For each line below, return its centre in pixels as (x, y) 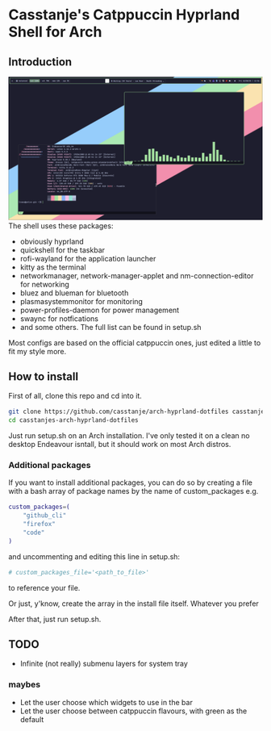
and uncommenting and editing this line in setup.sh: (94, 556)
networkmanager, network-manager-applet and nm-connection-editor (137, 275)
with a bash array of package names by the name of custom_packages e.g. (133, 491)
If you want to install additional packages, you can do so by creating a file (130, 482)
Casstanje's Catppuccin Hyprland (124, 15)
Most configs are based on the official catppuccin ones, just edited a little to (135, 343)
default (32, 719)
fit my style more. (38, 351)
